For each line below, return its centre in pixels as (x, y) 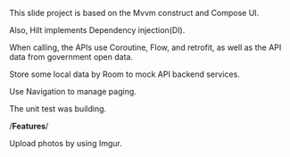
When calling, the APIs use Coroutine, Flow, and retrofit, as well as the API (145, 47)
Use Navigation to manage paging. (73, 91)
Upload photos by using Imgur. (66, 143)
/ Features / (29, 126)
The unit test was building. (58, 109)
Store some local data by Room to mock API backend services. (125, 74)
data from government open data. (71, 57)
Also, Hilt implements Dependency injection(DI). (97, 30)
